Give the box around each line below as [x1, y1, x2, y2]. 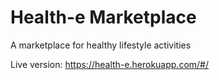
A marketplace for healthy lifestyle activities [10, 39, 192, 51]
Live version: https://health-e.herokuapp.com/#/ [10, 58, 209, 70]
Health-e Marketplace [10, 6, 197, 29]
